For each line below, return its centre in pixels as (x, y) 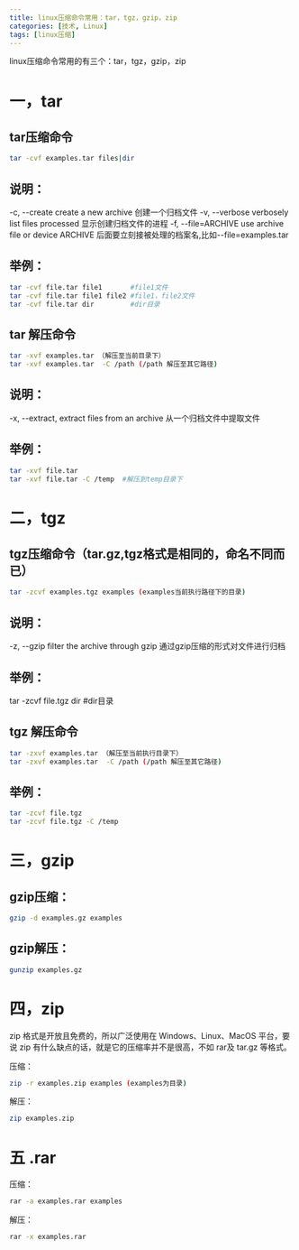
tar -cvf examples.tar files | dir (72, 159)
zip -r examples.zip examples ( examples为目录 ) (98, 1083)
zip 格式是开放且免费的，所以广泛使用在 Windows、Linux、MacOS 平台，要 (150, 1035)
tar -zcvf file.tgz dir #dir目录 (62, 700)
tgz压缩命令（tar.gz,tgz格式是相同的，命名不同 (141, 555)
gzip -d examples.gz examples (66, 918)
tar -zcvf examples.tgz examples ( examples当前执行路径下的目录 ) (127, 592)
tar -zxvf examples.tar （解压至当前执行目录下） (96, 753)
